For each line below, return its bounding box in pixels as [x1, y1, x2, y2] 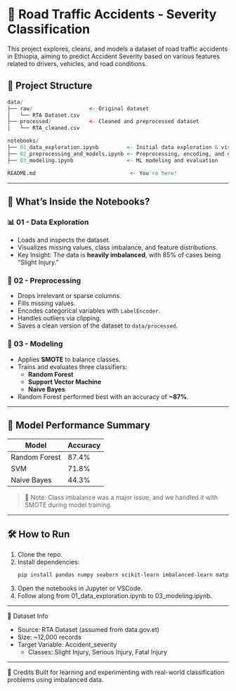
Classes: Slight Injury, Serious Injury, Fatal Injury [27, 648, 167, 657]
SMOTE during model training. [24, 501, 112, 509]
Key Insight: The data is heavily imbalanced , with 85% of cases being [17, 251, 221, 259]
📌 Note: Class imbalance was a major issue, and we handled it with [24, 493, 218, 501]
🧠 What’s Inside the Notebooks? [7, 195, 150, 207]
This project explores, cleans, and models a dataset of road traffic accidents [7, 44, 228, 53]
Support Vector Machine [27, 377, 102, 386]
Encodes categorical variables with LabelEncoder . [17, 306, 161, 315]
